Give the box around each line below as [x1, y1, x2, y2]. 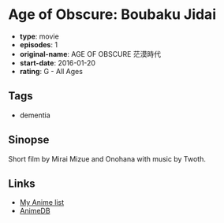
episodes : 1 [19, 39, 58, 49]
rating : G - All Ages [19, 66, 83, 76]
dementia [19, 110, 51, 120]
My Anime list [19, 198, 65, 207]
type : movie [19, 32, 59, 41]
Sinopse [8, 133, 50, 147]
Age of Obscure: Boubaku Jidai [8, 6, 217, 24]
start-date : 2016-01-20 [19, 58, 96, 68]
